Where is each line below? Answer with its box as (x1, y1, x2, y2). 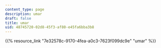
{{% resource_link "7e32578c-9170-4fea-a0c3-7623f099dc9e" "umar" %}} (5, 38, 157, 44)
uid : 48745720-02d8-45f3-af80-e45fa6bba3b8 (5, 25, 95, 30)
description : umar (5, 12, 42, 16)
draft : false (5, 16, 32, 21)
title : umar (5, 20, 29, 25)
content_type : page (5, 7, 45, 12)
